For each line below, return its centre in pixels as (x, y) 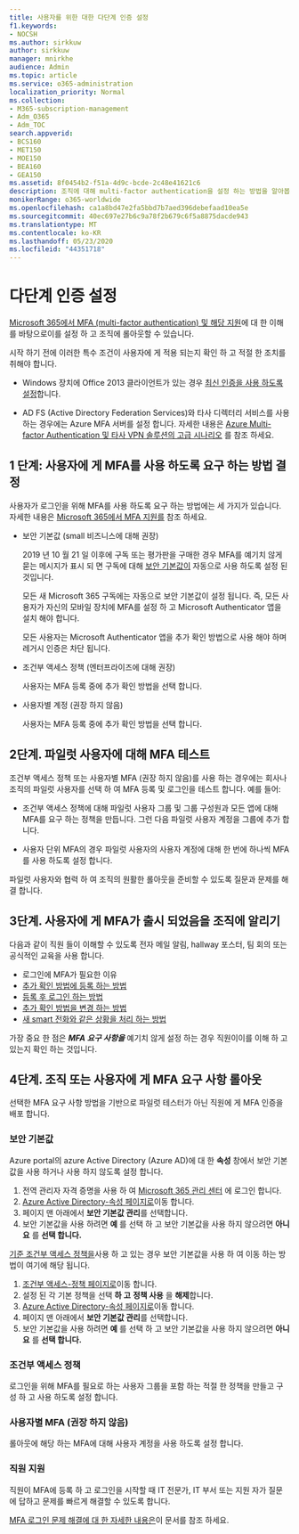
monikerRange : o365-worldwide (65, 200)
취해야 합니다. (33, 364)
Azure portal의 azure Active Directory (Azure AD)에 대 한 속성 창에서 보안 (140, 1160)
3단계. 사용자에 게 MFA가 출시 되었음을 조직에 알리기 (145, 922)
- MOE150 (25, 158)
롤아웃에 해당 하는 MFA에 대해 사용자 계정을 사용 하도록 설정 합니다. (126, 1443)
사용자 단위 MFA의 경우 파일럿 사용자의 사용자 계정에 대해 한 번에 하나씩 (146, 849)
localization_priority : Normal (67, 92)
